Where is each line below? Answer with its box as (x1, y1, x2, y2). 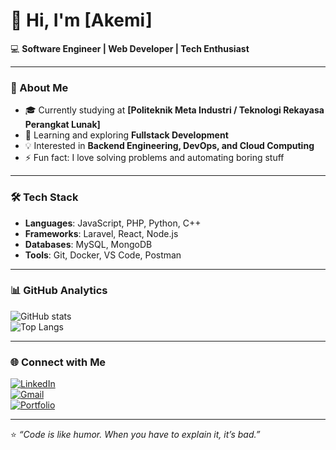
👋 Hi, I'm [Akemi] (10, 9, 153, 32)
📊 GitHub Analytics (10, 284, 108, 298)
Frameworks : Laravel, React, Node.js (24, 227, 179, 239)
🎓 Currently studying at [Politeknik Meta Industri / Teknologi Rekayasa (24, 104, 325, 116)
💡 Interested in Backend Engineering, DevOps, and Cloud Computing (24, 140, 315, 152)
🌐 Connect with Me (10, 355, 107, 369)
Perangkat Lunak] (24, 119, 101, 131)
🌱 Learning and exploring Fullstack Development (24, 129, 229, 141)
